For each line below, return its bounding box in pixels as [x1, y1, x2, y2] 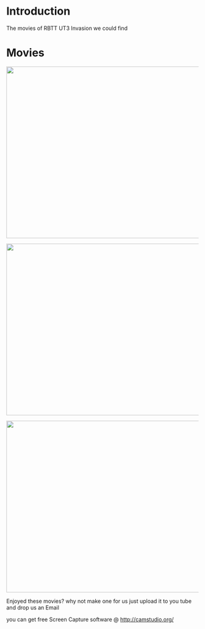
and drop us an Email [6, 603, 60, 611]
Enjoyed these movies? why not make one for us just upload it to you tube [6, 597, 192, 605]
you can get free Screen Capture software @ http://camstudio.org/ [6, 616, 174, 623]
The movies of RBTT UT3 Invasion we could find [6, 24, 128, 32]
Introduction [6, 4, 71, 18]
